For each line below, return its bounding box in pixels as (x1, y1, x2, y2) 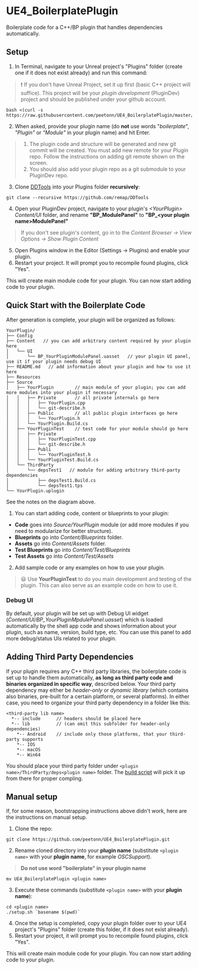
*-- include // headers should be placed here (11, 716, 141, 721)
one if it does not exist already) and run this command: (14, 69, 148, 76)
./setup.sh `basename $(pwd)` (6, 909, 81, 915)
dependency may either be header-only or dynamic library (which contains (6, 687, 189, 694)
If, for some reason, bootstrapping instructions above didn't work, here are (6, 808, 187, 815)
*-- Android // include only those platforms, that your (16, 731, 167, 737)
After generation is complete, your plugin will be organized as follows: (6, 316, 176, 323)
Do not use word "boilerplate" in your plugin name (20, 864, 146, 872)
